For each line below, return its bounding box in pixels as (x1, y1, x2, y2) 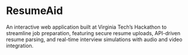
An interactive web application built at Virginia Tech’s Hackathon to (6, 23, 167, 30)
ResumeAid (6, 4, 63, 18)
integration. (6, 42, 34, 49)
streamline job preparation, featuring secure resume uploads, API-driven (6, 29, 181, 36)
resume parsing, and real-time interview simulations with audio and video (6, 36, 183, 43)
